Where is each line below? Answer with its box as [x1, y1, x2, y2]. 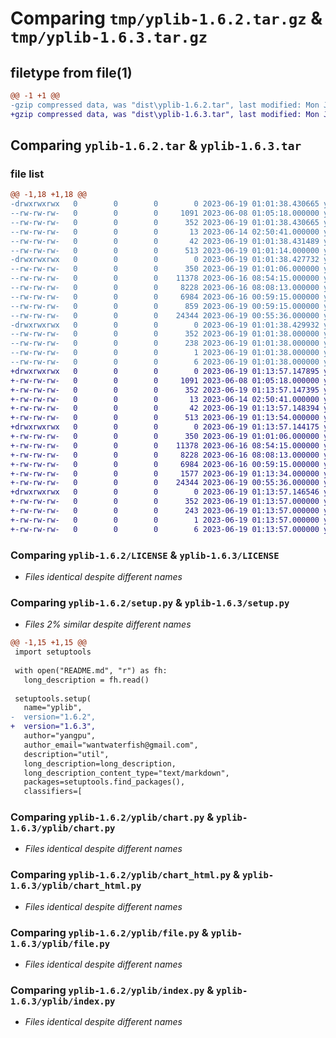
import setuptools [14, 647, 92, 657]
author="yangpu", [23, 731, 97, 741]
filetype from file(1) [10, 64, 133, 81]
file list [10, 167, 45, 181]
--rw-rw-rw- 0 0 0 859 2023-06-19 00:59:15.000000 [10, 301, 320, 311]
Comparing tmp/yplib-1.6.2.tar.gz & [10, 7, 323, 30]
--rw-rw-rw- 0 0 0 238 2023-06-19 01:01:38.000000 [10, 338, 320, 349]
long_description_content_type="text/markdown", [23, 768, 230, 778]
